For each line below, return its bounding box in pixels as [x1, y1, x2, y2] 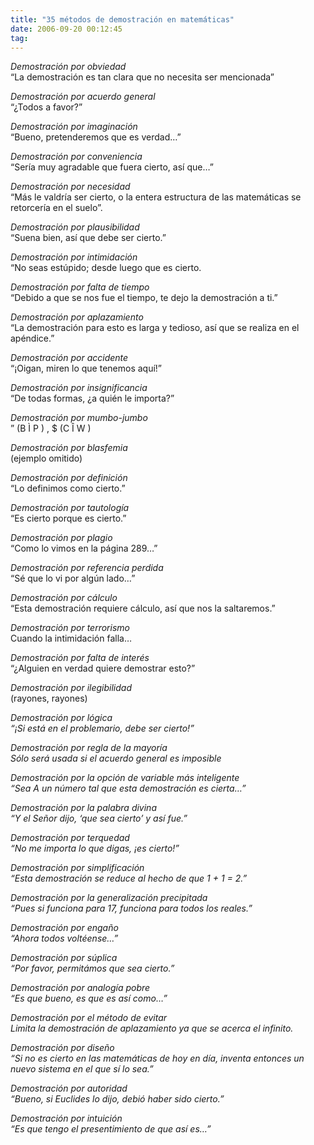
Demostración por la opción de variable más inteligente [10, 772, 240, 784]
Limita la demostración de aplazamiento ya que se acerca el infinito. [10, 1022, 294, 1035]
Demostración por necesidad [10, 181, 131, 193]
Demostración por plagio [10, 532, 113, 544]
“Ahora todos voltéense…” [10, 932, 119, 945]
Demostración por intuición [10, 1112, 123, 1125]
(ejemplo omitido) [10, 452, 83, 465]
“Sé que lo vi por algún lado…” [10, 572, 136, 585]
